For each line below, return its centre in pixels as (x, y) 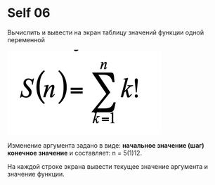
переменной (26, 39)
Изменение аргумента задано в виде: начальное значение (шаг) (106, 145)
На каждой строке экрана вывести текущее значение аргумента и (108, 166)
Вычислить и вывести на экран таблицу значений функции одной (106, 32)
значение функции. (36, 174)
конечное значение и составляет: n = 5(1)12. (75, 153)
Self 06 (29, 13)
